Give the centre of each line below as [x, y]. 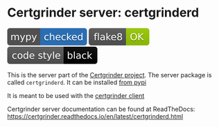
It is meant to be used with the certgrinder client [76, 95]
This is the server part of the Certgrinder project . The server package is [109, 75]
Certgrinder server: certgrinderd [103, 13]
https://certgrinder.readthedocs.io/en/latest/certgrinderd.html [95, 116]
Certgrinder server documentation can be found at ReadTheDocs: [101, 109]
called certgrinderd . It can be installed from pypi [77, 82]
